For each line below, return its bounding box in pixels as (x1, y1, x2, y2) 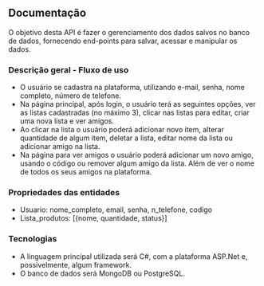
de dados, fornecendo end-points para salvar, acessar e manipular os (8, 36, 238, 45)
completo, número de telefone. (19, 91, 122, 100)
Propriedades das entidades (8, 187, 120, 198)
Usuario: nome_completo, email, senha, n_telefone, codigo (19, 205, 213, 214)
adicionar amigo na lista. (19, 142, 100, 151)
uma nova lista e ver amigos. (19, 116, 114, 126)
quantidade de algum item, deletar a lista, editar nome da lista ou (19, 133, 234, 143)
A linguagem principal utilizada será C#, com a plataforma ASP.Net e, (19, 251, 248, 261)
